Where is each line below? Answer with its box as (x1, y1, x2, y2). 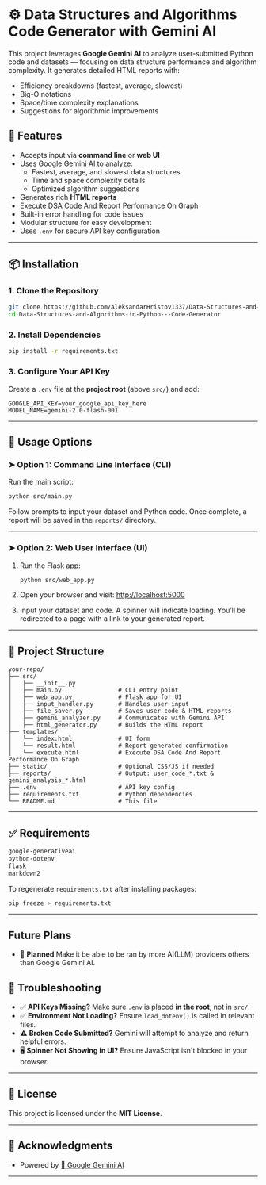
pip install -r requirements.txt (8, 347, 119, 355)
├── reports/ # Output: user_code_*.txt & (8, 769, 215, 778)
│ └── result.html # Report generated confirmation (8, 742, 228, 750)
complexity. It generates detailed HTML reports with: (8, 65, 180, 75)
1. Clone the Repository (8, 286, 99, 297)
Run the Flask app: (19, 561, 81, 570)
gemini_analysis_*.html (8, 777, 87, 784)
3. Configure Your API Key (8, 366, 111, 378)
